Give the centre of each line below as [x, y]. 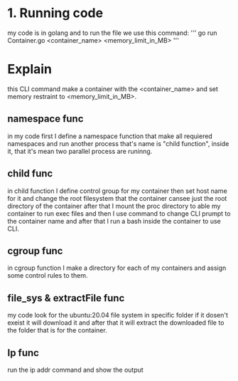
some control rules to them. [48, 276]
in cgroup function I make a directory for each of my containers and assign [117, 268]
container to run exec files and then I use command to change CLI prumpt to [119, 213]
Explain [29, 69]
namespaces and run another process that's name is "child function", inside [118, 143]
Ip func [23, 353]
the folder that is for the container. [58, 330]
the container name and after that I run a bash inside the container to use [114, 221]
